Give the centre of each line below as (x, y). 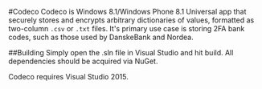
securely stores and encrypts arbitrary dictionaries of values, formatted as (131, 20)
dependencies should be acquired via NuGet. (83, 61)
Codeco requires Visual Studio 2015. (68, 77)
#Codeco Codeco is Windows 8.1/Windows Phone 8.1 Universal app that (127, 12)
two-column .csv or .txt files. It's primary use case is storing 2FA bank (127, 28)
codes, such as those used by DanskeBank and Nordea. (101, 37)
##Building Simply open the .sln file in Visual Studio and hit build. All (121, 53)
